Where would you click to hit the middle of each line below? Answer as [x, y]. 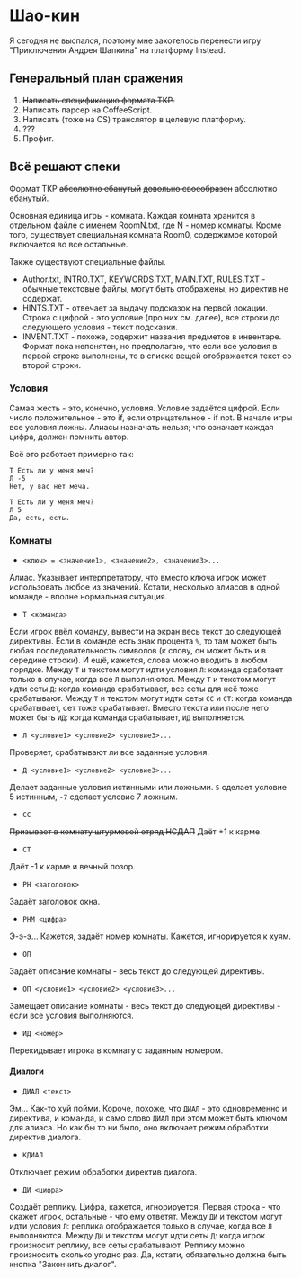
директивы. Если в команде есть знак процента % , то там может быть [143, 641]
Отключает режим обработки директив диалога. [103, 1172]
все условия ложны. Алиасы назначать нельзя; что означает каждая [142, 427]
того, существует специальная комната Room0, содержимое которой [143, 234]
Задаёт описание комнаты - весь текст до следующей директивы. [137, 971]
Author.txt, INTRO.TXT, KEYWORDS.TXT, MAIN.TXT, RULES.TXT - [144, 279]
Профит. [38, 138]
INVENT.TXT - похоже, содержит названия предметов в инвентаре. [152, 336]
